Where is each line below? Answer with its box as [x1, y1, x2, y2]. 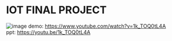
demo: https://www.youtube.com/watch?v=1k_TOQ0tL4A [28, 23, 166, 29]
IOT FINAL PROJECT [6, 3, 107, 17]
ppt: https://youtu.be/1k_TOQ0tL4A [6, 28, 91, 35]
